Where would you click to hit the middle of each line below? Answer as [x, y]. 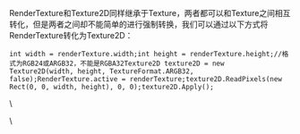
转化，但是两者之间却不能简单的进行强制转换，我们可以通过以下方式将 [139, 24]
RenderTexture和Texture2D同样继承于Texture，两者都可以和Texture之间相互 [150, 13]
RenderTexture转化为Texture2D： [71, 35]
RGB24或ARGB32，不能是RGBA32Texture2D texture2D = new [123, 63]
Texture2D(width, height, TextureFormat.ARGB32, [102, 71]
